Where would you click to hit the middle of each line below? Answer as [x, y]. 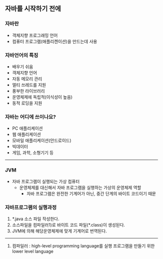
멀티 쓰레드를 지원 [29, 85]
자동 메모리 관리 [27, 79]
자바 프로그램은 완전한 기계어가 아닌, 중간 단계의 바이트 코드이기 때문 [91, 193]
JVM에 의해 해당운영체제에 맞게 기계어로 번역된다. [59, 231]
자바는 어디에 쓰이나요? [31, 117]
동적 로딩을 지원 [27, 103]
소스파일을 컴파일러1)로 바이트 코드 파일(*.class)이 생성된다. [68, 224]
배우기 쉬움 [23, 67]
